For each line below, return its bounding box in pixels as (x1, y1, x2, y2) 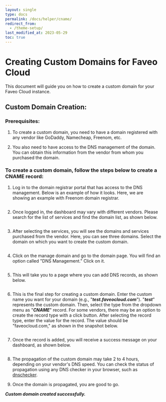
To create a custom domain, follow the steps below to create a (5, 167, 158, 174)
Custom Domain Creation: (5, 103, 87, 112)
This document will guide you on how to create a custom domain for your (5, 83, 155, 89)
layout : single (5, 7, 37, 12)
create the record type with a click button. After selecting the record (12, 312, 152, 318)
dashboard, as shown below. (12, 342, 71, 348)
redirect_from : (5, 21, 37, 26)
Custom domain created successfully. (5, 391, 86, 397)
